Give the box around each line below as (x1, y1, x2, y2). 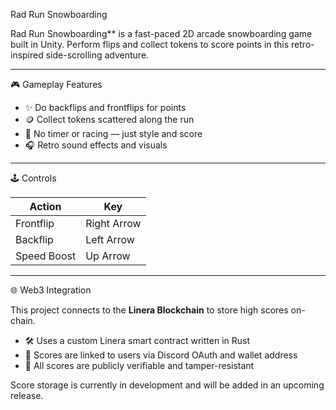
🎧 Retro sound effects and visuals (24, 139, 168, 151)
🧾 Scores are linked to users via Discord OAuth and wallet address (24, 349, 298, 361)
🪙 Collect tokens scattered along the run (24, 114, 195, 125)
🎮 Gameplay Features (10, 79, 103, 90)
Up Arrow (85, 249, 131, 263)
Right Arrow (85, 217, 142, 230)
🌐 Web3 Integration (10, 284, 92, 296)
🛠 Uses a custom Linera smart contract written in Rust (24, 335, 251, 346)
